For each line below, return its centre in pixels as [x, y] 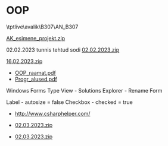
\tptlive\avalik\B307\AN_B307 [42, 27]
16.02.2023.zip [24, 61]
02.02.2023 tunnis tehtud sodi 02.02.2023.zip [63, 50]
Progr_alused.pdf [36, 79]
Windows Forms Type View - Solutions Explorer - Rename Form [84, 90]
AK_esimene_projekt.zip [36, 38]
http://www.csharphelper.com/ [52, 113]
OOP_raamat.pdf [35, 72]
